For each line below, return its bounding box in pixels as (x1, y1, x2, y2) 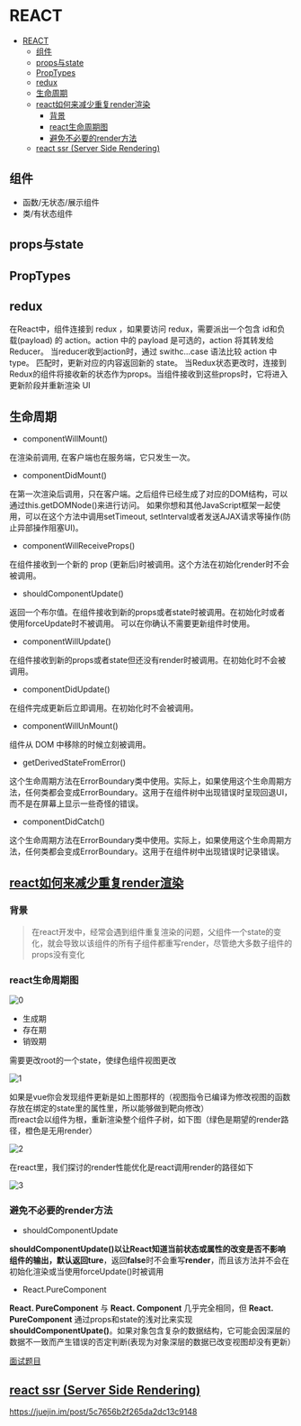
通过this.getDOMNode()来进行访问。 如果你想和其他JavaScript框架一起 (9, 500, 273, 511)
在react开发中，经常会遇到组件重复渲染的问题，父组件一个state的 (31, 926, 274, 937)
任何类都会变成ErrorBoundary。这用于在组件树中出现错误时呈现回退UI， (24, 787, 292, 798)
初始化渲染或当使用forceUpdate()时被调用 (9, 1267, 164, 1277)
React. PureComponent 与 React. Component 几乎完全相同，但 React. (9, 1303, 274, 1313)
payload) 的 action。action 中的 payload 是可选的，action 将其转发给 (20, 335, 274, 346)
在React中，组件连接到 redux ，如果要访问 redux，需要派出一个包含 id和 (9, 323, 278, 334)
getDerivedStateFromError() (22, 758, 126, 768)
